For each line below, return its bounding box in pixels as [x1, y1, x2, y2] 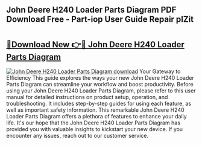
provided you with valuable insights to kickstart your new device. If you [6, 126, 183, 132]
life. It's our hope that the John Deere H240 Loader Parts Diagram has [6, 119, 181, 126]
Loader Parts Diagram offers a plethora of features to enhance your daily [6, 113, 187, 120]
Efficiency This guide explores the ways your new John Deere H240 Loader [6, 74, 194, 81]
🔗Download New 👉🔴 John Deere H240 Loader [6, 39, 185, 50]
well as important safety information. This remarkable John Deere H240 [6, 106, 185, 114]
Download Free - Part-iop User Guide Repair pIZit [6, 14, 194, 25]
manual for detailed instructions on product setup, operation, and [6, 94, 168, 100]
